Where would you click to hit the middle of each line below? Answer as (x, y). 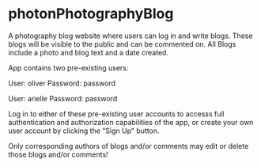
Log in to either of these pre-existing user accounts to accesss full (117, 114)
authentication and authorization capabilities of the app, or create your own (131, 122)
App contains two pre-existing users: (68, 67)
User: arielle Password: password (63, 98)
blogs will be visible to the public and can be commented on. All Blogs (122, 44)
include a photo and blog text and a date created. (88, 52)
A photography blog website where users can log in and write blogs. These (130, 36)
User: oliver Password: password (62, 83)
